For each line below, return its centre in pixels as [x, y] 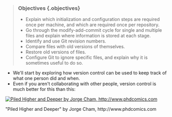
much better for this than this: [44, 89]
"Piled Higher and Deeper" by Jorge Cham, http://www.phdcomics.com [81, 109]
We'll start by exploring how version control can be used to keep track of [90, 73]
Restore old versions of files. [56, 52]
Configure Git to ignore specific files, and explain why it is [87, 57]
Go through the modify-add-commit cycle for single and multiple [94, 30]
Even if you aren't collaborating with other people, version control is [84, 84]
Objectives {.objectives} [49, 8]
